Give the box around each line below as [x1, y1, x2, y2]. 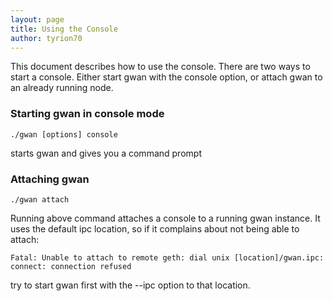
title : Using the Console [10, 24, 118, 34]
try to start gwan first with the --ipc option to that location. [10, 279, 251, 291]
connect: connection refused [10, 261, 132, 271]
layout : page [10, 14, 65, 25]
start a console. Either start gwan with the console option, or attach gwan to [10, 71, 323, 83]
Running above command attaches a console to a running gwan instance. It [10, 212, 321, 224]
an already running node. [10, 82, 114, 94]
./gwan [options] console [10, 129, 118, 140]
